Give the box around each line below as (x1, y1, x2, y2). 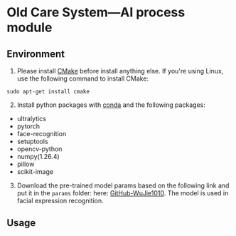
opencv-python (16, 145, 63, 153)
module (6, 19, 53, 36)
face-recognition (16, 130, 67, 138)
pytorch (16, 122, 41, 130)
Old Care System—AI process (6, 4, 186, 21)
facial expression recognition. (16, 197, 104, 205)
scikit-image (16, 168, 54, 175)
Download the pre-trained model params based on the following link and (16, 181, 230, 190)
